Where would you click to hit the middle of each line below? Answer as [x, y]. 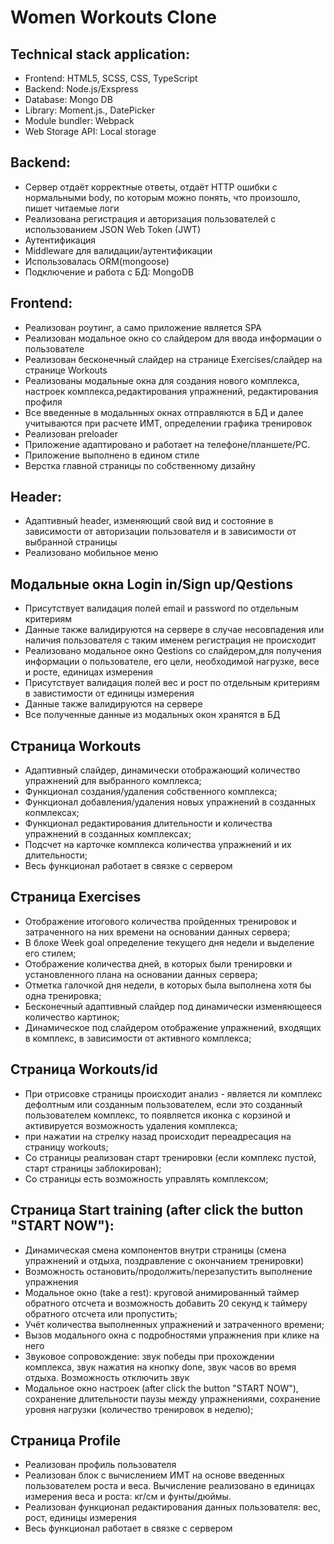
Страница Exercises [76, 897]
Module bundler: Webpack [79, 120]
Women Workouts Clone [113, 17]
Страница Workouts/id [84, 1069]
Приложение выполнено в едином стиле [112, 455]
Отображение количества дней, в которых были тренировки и [158, 963]
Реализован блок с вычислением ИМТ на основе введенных [155, 1475]
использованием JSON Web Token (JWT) [113, 229]
